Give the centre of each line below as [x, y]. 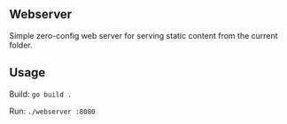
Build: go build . [41, 94]
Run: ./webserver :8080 [52, 111]
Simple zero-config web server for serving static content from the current [143, 35]
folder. [21, 45]
